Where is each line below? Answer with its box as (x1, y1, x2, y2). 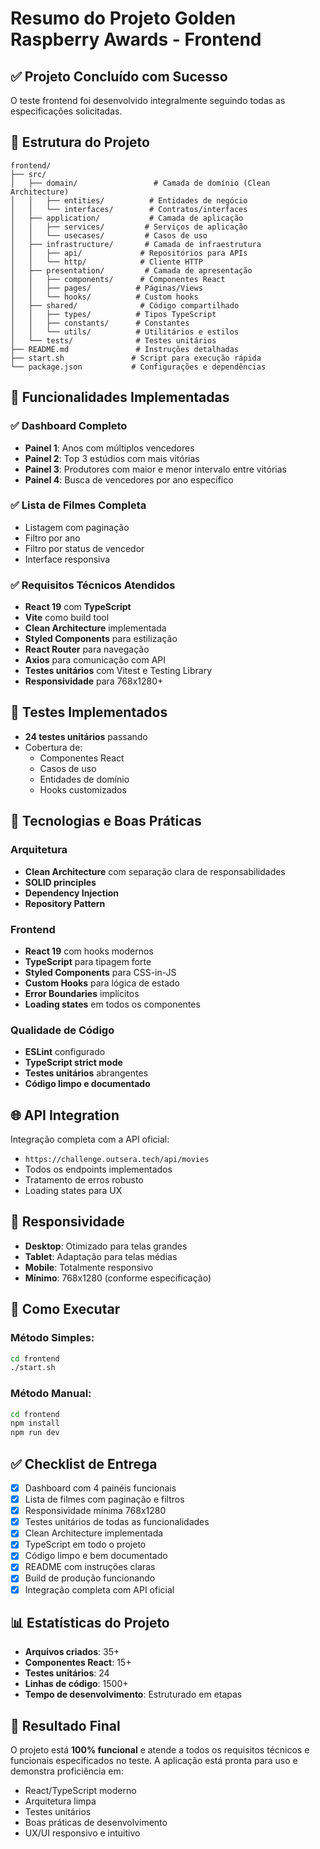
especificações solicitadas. (10, 105, 123, 117)
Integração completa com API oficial (24, 1583, 175, 1596)
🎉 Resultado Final (10, 1717, 121, 1734)
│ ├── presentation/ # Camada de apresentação (10, 265, 253, 276)
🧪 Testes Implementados (10, 704, 168, 721)
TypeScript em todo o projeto (24, 1538, 147, 1551)
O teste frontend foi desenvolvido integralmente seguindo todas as (10, 95, 286, 106)
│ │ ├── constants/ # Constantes (10, 318, 190, 328)
